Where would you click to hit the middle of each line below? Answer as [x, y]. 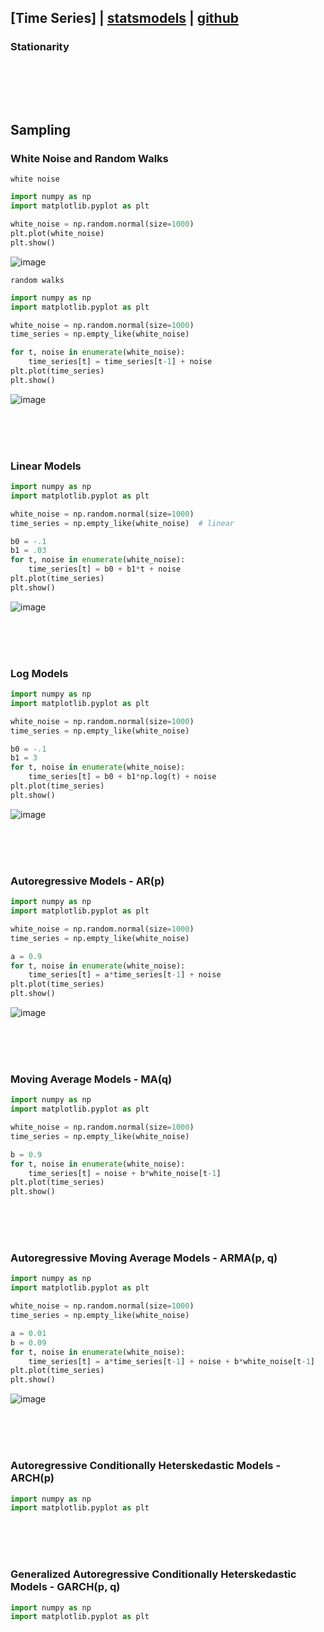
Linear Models [46, 466]
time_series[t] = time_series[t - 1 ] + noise [120, 362]
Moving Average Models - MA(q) [91, 1079]
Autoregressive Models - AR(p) [87, 881]
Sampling [41, 130]
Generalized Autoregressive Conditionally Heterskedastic [153, 1574]
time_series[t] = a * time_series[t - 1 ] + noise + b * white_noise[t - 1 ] [172, 1361]
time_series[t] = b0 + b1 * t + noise [105, 569]
